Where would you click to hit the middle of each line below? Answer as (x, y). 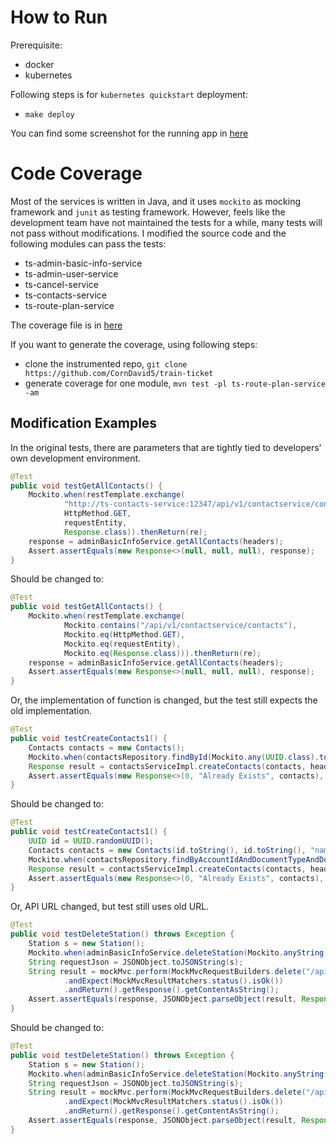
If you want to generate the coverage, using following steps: (134, 344)
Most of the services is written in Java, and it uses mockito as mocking (156, 201)
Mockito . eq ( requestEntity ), (122, 644)
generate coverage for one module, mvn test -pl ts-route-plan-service (175, 383)
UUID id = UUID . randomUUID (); (91, 841)
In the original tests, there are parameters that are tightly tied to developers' (166, 447)
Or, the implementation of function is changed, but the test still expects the (164, 700)
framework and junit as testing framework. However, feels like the (148, 212)
